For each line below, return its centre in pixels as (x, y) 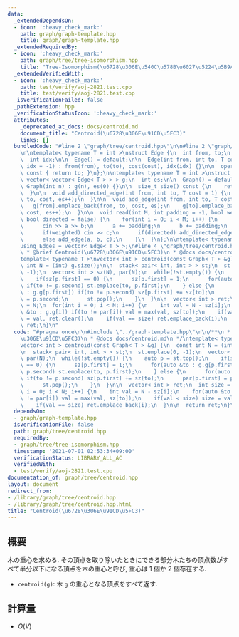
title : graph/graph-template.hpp (70, 41)
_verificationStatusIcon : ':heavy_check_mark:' (86, 113)
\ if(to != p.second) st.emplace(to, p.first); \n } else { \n (117, 286)
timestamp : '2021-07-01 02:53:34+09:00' (74, 451)
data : (15, 14)
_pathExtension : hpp (44, 107)
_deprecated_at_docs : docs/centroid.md (79, 126)
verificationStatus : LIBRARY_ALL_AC (68, 458)
